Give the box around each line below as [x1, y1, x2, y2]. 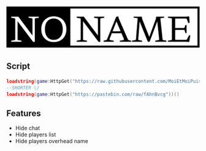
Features [6, 108, 41, 118]
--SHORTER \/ [6, 85, 40, 91]
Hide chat [15, 125, 40, 132]
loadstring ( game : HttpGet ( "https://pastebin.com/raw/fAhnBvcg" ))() [6, 91, 180, 98]
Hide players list [15, 131, 56, 138]
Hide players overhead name [15, 137, 89, 145]
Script [6, 61, 31, 72]
